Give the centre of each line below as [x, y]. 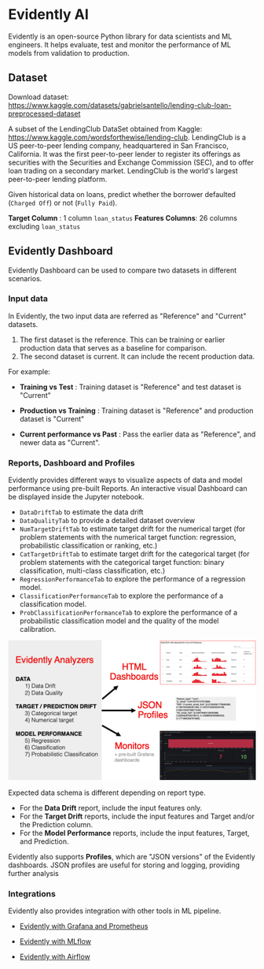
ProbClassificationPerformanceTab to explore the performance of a [128, 613]
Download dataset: [38, 97]
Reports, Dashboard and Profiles [71, 462]
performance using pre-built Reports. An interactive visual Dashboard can [128, 488]
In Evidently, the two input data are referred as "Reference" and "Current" [127, 316]
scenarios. [25, 278]
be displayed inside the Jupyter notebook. [76, 497]
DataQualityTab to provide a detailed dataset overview [107, 521]
